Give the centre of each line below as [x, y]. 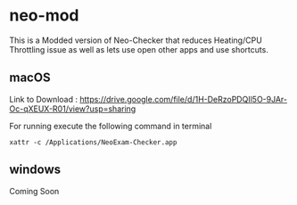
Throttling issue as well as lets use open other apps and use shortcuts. [139, 49]
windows [35, 170]
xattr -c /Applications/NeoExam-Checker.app [93, 142]
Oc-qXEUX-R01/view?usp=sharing [73, 109]
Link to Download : [44, 99]
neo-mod [44, 16]
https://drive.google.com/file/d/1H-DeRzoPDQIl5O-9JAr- [184, 99]
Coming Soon [34, 191]
